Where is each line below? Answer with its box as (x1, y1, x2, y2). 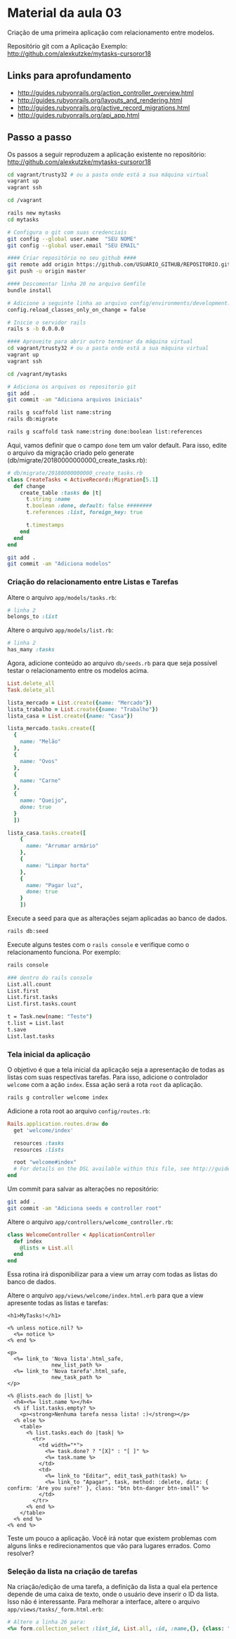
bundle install (7, 287, 52, 294)
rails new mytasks (7, 210, 61, 217)
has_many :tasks (7, 646, 55, 653)
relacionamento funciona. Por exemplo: (7, 948, 121, 956)
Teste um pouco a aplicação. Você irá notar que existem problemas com (7, 1534, 217, 1543)
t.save (7, 1026, 27, 1033)
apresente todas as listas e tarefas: (7, 1299, 109, 1307)
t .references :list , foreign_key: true (25, 509, 143, 516)
